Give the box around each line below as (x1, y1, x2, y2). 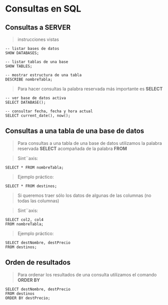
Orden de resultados (5, 258, 71, 267)
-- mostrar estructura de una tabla (5, 72, 82, 78)
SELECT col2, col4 (5, 217, 44, 222)
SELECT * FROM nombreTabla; (5, 165, 64, 170)
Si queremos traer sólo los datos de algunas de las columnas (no (17, 192, 151, 198)
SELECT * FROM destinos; (5, 183, 57, 189)
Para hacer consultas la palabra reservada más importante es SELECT (17, 86, 163, 92)
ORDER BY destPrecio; (5, 295, 51, 300)
